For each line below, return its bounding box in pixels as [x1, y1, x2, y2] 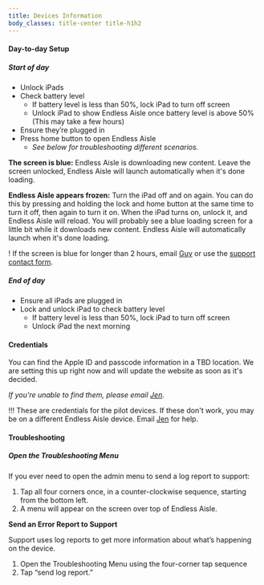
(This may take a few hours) [31, 117, 125, 127]
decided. [8, 375, 38, 384]
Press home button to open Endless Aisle [19, 134, 156, 144]
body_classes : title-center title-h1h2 [8, 19, 142, 27]
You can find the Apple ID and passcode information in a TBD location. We [8, 358, 254, 368]
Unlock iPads [19, 83, 64, 92]
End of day [8, 275, 46, 285]
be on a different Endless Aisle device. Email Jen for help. [8, 414, 199, 424]
